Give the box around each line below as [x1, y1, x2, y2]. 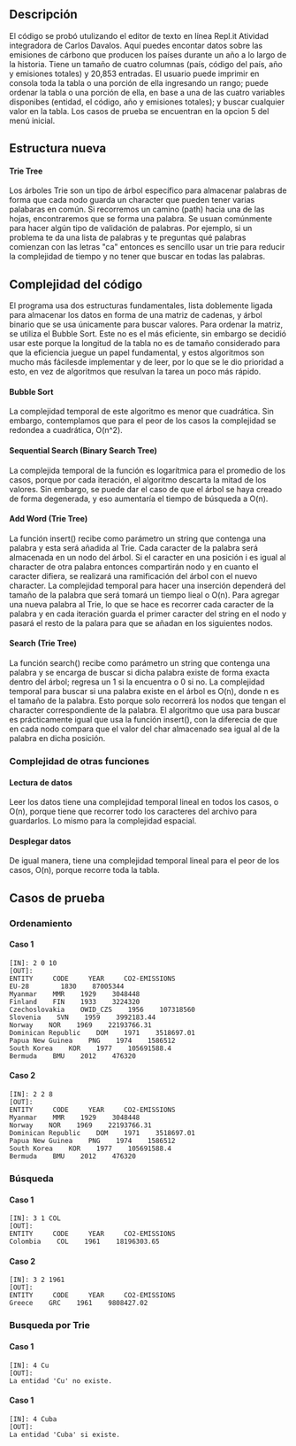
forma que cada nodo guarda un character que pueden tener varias [9, 195, 255, 205]
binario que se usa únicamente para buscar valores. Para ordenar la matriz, [9, 319, 284, 330]
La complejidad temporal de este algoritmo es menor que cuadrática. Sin [9, 406, 274, 417]
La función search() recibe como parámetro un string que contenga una [9, 658, 271, 669]
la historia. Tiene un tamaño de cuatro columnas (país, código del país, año [9, 58, 283, 69]
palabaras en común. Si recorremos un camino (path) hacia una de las [9, 204, 265, 215]
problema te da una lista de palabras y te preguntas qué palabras [9, 232, 247, 243]
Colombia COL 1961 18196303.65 [9, 1237, 161, 1247]
